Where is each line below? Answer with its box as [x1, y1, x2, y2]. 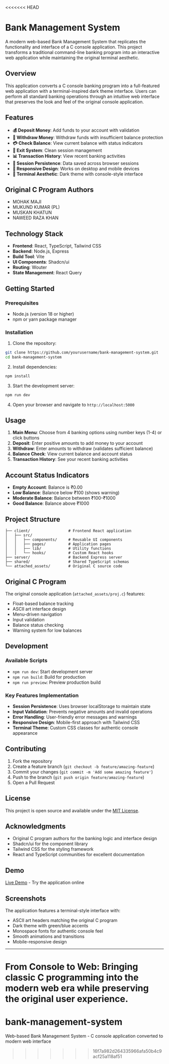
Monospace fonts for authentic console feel [12, 928, 103, 934]
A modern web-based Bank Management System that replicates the [5, 38, 146, 44]
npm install [5, 373, 30, 379]
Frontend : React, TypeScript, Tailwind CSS [12, 243, 102, 249]
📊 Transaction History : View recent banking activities [12, 153, 126, 159]
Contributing [5, 745, 46, 753]
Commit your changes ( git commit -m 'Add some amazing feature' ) [12, 769, 153, 775]
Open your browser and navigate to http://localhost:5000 [12, 401, 135, 407]
